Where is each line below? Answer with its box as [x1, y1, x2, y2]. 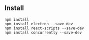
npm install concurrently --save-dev [4, 30, 82, 35]
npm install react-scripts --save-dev [4, 26, 84, 31]
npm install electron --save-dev [4, 21, 73, 26]
